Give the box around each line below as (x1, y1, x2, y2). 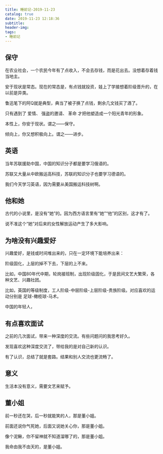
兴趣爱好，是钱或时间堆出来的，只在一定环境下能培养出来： (5, 250, 124, 256)
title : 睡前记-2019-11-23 (5, 7, 55, 12)
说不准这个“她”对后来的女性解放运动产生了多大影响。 (5, 221, 111, 227)
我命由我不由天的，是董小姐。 (5, 443, 65, 450)
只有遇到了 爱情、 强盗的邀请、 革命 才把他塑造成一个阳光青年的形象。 (5, 110, 146, 116)
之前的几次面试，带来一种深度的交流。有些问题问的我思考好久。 (5, 333, 132, 339)
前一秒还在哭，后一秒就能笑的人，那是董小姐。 (5, 413, 98, 419)
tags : (5, 30, 16, 35)
